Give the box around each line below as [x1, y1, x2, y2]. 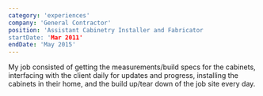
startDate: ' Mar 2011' [8, 33, 83, 42]
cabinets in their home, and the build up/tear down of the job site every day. [8, 79, 256, 89]
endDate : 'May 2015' [8, 41, 77, 49]
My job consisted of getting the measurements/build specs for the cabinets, [8, 62, 256, 72]
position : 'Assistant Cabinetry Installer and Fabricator [8, 26, 204, 34]
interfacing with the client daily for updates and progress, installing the [8, 71, 239, 80]
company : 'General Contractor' [8, 19, 112, 27]
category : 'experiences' [8, 11, 90, 20]
